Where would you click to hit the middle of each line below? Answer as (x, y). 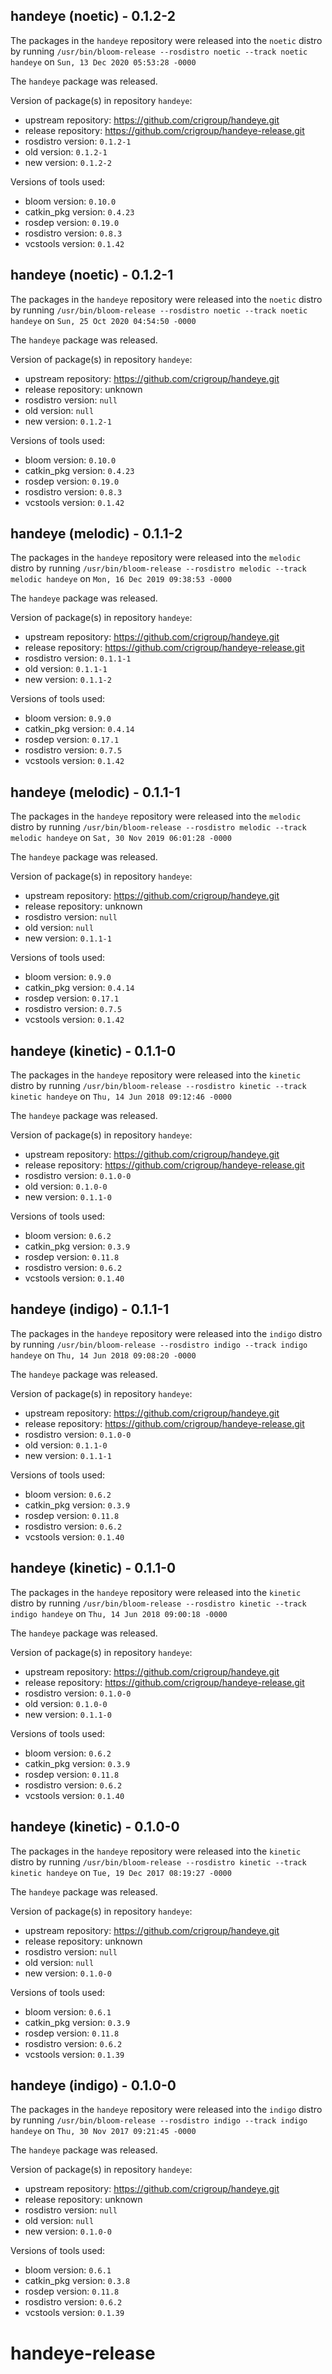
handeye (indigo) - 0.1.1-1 (90, 1309)
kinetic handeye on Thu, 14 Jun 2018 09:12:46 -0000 (121, 1096)
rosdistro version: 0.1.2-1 (78, 141)
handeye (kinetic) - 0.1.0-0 (95, 1827)
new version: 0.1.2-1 (68, 421)
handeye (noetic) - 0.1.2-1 (92, 275)
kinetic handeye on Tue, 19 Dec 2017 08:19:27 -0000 (121, 1872)
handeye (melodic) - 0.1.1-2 (96, 534)
